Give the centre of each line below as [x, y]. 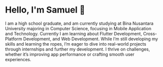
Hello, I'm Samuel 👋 [45, 10]
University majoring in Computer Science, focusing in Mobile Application [78, 28]
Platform [14, 39]
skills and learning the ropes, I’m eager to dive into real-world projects [76, 44]
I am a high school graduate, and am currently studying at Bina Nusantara [79, 23]
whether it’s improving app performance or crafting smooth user [70, 54]
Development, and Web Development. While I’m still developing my [91, 39]
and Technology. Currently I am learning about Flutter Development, [74, 33]
